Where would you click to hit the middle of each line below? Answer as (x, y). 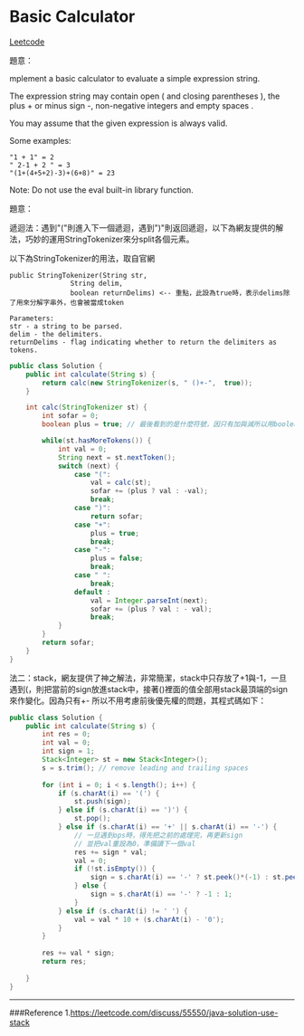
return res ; (65, 962)
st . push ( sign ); (102, 802)
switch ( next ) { (88, 466)
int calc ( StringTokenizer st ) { (86, 408)
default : (92, 592)
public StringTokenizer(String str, (78, 275)
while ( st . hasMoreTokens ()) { (97, 441)
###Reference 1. (40, 1012)
